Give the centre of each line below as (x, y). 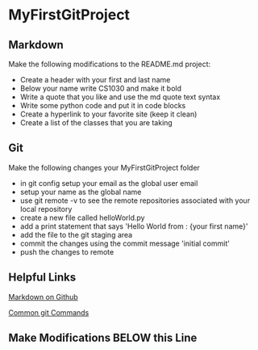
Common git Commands (49, 312)
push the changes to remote (67, 251)
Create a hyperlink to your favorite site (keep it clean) (108, 114)
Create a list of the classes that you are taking (96, 122)
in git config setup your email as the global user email (109, 183)
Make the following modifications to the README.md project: (110, 64)
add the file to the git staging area (76, 234)
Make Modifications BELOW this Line (103, 338)
